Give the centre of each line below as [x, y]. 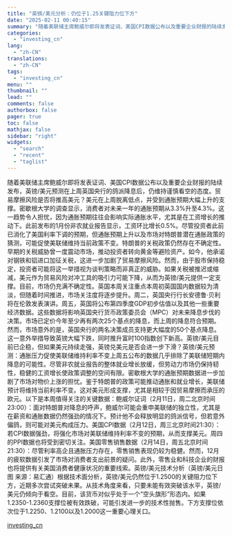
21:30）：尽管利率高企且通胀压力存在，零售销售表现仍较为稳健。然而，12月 [113, 450]
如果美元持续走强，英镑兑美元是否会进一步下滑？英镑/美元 [126, 346]
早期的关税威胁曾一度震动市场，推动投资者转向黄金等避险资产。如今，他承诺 [116, 251]
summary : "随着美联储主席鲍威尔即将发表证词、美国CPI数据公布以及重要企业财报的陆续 [115, 26]
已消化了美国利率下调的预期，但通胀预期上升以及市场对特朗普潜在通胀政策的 [116, 234]
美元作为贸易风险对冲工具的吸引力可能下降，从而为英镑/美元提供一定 [117, 277]
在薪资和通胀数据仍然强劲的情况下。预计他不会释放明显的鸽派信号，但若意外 [116, 416]
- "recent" [29, 155]
